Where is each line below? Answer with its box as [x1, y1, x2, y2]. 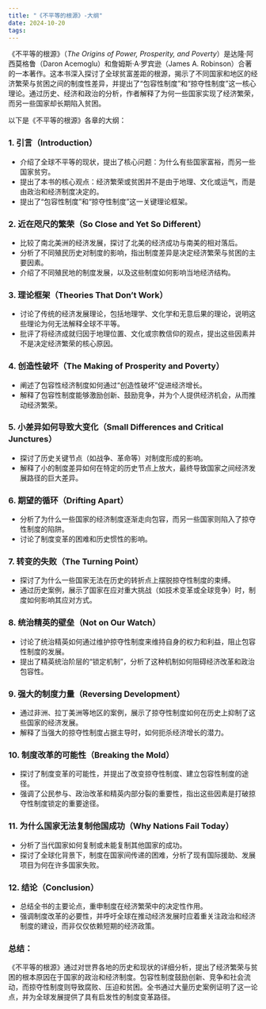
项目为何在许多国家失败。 [19, 860, 104, 869]
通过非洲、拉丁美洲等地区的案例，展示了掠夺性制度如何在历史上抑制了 [19, 708, 249, 718]
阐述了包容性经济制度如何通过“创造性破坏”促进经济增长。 [19, 380, 207, 390]
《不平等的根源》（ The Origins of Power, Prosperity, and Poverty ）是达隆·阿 [8, 49, 254, 59]
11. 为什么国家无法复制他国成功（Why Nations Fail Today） [8, 821, 234, 832]
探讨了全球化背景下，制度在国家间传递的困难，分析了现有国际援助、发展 [19, 850, 256, 860]
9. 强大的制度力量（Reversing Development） [8, 688, 185, 699]
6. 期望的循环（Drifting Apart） [8, 495, 129, 506]
